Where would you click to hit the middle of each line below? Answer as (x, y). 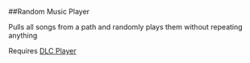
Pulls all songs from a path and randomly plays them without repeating (126, 27)
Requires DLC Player (42, 51)
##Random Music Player (49, 12)
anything (23, 35)
